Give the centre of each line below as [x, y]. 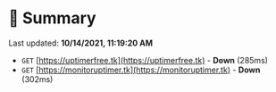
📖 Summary [52, 18]
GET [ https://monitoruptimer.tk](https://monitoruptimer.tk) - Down [141, 70]
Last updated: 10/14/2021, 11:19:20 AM [81, 43]
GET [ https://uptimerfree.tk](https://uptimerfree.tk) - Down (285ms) [145, 60]
